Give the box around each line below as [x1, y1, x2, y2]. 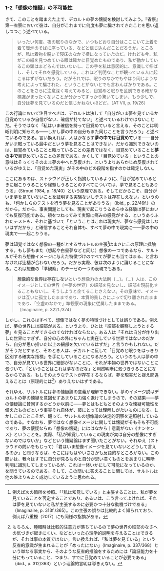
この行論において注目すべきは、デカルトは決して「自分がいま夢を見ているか [5, 110, 159, 116]
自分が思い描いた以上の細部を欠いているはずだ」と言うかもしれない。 [13, 341, 155, 347]
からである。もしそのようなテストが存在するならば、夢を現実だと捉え [9, 372, 150, 378]
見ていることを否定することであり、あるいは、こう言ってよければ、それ [12, 495, 157, 501]
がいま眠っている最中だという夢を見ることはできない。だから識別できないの [5, 141, 159, 147]
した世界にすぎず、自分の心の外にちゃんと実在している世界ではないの [5, 335, 146, 341]
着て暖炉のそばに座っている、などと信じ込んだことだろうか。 [17, 45, 141, 51]
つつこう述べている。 [9, 28, 52, 35]
